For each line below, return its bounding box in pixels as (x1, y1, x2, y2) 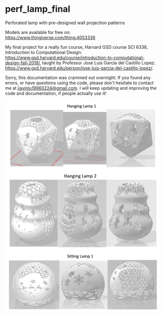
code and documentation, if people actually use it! (5, 90, 107, 96)
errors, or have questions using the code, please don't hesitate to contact (5, 80, 154, 86)
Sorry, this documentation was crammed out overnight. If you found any (5, 74, 151, 80)
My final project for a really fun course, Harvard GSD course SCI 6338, (5, 44, 148, 50)
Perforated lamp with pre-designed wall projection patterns (5, 20, 125, 26)
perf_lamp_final (5, 3, 70, 15)
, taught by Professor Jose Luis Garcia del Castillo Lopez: (39, 60, 156, 66)
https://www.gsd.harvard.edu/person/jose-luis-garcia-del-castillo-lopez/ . (5, 65, 154, 71)
